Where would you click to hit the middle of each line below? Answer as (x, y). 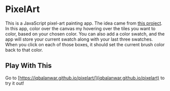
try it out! (15, 83)
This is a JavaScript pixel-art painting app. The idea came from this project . (84, 23)
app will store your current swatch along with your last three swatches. (79, 39)
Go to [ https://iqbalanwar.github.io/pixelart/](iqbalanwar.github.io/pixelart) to (85, 78)
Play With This (29, 66)
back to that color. (24, 50)
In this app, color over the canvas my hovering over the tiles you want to (80, 28)
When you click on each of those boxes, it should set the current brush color (85, 44)
